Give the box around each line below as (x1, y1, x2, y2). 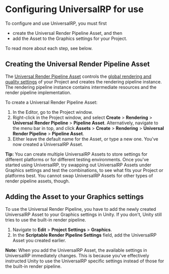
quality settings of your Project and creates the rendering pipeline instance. (5, 78, 162, 84)
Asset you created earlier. (12, 237, 67, 243)
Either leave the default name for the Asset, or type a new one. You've (12, 135, 158, 142)
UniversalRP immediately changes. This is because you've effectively (5, 252, 150, 258)
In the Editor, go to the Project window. (12, 109, 93, 115)
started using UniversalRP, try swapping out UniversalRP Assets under (5, 162, 152, 168)
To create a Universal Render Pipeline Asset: (5, 99, 98, 105)
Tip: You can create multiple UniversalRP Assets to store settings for (5, 151, 148, 157)
